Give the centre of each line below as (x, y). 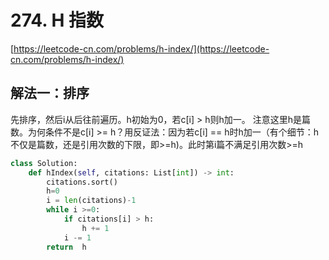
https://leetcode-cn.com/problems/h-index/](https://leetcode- (141, 48)
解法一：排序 (50, 93)
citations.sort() (82, 182)
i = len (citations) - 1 (91, 201)
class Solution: (44, 163)
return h (66, 247)
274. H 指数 (57, 20)
